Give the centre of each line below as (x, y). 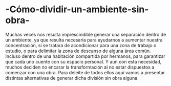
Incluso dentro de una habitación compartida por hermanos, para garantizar (85, 56)
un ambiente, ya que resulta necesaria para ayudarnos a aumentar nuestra (84, 40)
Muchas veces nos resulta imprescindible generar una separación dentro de (86, 34)
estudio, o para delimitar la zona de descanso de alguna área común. (78, 51)
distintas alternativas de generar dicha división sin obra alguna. (72, 78)
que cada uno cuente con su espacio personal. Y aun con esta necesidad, (83, 61)
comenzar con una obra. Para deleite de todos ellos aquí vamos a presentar (85, 72)
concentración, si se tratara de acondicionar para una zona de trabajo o (81, 45)
